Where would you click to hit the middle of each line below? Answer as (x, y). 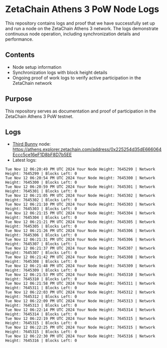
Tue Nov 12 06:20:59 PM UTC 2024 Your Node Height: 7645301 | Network (80, 187)
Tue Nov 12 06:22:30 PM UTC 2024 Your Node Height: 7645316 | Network (80, 336)
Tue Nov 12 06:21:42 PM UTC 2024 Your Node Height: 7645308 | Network (80, 257)
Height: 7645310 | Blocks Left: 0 (41, 279)
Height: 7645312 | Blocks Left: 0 (41, 297)
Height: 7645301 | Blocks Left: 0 (41, 191)
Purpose (19, 99)
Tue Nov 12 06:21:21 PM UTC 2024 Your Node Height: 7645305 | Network (80, 222)
